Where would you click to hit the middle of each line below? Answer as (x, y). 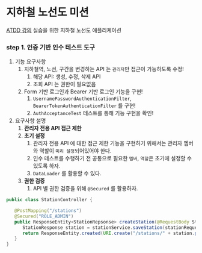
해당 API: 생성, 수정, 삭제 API (67, 77)
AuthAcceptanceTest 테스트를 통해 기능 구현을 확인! (93, 113)
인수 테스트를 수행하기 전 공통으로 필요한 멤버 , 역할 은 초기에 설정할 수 (112, 158)
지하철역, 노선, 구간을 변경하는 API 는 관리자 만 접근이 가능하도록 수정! (104, 69)
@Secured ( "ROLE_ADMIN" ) (44, 216)
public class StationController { (50, 200)
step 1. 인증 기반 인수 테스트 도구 (50, 47)
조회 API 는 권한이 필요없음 (64, 84)
